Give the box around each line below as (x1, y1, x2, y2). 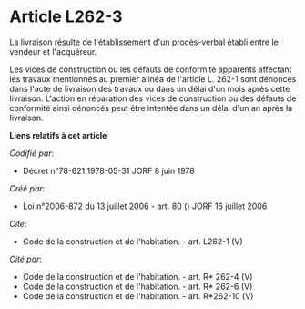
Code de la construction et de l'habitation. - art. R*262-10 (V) (22, 290, 254, 302)
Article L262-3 (9, 6, 123, 27)
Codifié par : (9, 148, 55, 159)
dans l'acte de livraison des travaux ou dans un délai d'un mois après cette (9, 83, 290, 94)
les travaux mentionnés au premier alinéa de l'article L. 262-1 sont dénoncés (9, 73, 297, 84)
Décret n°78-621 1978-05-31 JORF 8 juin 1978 (22, 165, 195, 176)
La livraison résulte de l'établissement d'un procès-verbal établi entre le (9, 36, 280, 47)
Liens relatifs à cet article (9, 129, 107, 140)
